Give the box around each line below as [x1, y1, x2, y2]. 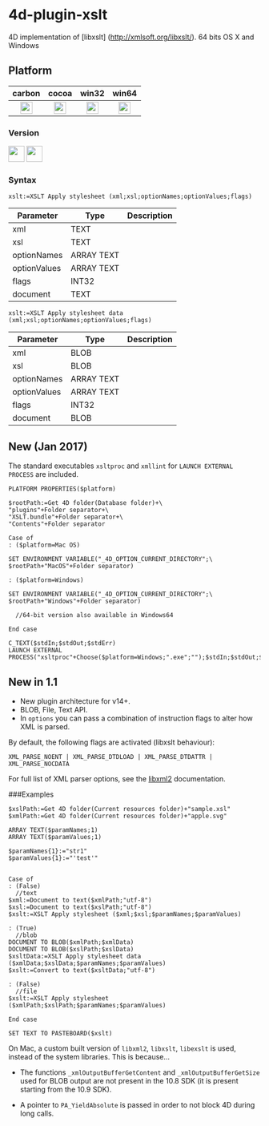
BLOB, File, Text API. [19, 704, 88, 714]
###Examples [8, 789, 54, 799]
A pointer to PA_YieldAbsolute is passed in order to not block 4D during [19, 1100, 255, 1109]
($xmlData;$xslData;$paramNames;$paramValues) [8, 959, 167, 967]
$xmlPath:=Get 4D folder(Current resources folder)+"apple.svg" [8, 812, 227, 820]
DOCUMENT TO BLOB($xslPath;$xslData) [8, 945, 134, 953]
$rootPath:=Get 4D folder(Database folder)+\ [8, 499, 163, 507]
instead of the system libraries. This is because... [8, 1051, 171, 1061]
